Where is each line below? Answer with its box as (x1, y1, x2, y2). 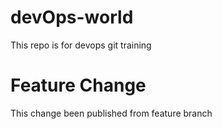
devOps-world (10, 6, 134, 29)
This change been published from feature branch (10, 107, 213, 119)
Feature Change (10, 74, 147, 97)
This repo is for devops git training (10, 39, 152, 51)
